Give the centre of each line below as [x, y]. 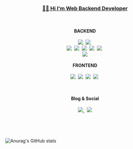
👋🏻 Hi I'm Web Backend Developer [85, 8]
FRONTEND [85, 66]
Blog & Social [85, 98]
